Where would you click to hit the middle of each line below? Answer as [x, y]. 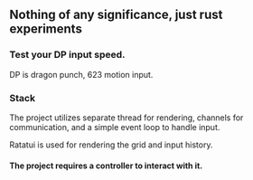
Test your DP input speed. [67, 55]
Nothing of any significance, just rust [116, 15]
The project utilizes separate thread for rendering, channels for [126, 118]
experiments [46, 29]
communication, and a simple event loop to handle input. [115, 127]
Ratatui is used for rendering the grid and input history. [111, 145]
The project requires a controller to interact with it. [106, 166]
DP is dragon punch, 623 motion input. [81, 74]
